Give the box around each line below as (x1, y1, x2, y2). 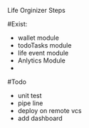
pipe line (17, 99, 43, 107)
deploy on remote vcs (17, 107, 82, 114)
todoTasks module (17, 41, 72, 49)
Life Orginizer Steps (7, 6, 66, 14)
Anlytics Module (17, 56, 66, 65)
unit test (17, 92, 42, 100)
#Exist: (7, 20, 28, 28)
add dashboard (17, 114, 63, 122)
